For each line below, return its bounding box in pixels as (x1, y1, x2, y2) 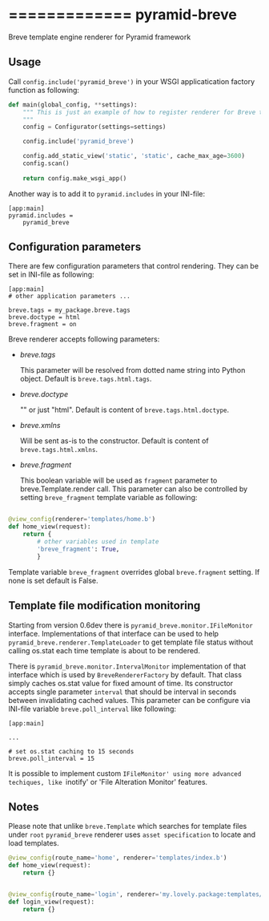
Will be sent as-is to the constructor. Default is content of (19, 436, 210, 446)
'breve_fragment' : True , (37, 545, 120, 553)
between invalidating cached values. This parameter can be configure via (8, 695, 251, 705)
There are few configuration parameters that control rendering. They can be (8, 261, 259, 271)
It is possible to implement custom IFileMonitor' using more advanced (8, 768, 242, 778)
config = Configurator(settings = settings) (22, 123, 167, 131)
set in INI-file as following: (8, 270, 94, 280)
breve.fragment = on (8, 321, 78, 329)
